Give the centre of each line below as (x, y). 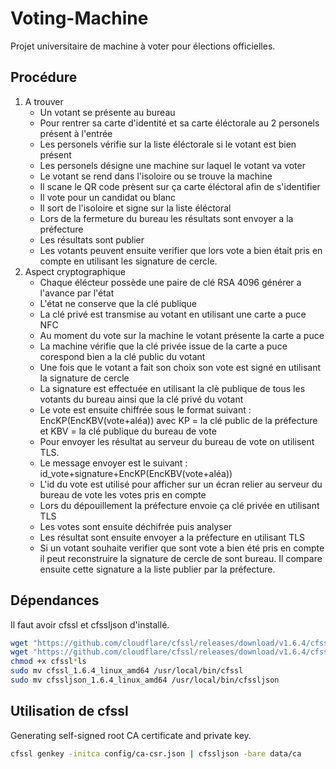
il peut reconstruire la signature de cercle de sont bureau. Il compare (181, 558)
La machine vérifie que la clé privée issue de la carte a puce (163, 346)
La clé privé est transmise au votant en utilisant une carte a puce (173, 314)
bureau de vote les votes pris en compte (123, 494)
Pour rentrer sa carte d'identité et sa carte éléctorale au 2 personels (179, 123)
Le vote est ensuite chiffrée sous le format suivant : (145, 409)
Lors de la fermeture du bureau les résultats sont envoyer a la (166, 218)
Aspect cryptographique (75, 271)
